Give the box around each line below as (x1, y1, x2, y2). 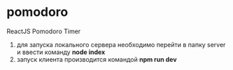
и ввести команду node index (16, 48, 106, 56)
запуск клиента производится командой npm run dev (16, 55, 177, 63)
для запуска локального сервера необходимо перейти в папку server (16, 40, 226, 49)
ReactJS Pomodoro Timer (6, 27, 81, 35)
